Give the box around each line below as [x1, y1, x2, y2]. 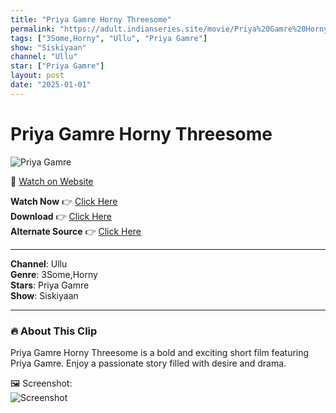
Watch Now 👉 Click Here [10, 195, 118, 207]
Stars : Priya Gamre [10, 279, 90, 291]
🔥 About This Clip [10, 324, 98, 338]
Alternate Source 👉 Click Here [10, 225, 142, 237]
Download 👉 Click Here [10, 210, 112, 222]
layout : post [10, 71, 65, 81]
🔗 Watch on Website [10, 175, 94, 187]
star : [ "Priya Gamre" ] [10, 61, 105, 71]
